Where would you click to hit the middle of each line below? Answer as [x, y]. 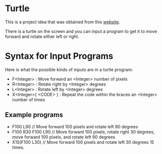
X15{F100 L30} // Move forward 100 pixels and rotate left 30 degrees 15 [83, 142]
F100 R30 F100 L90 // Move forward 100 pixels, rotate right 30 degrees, [83, 132]
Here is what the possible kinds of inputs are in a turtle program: [69, 69]
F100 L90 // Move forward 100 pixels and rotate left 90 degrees [75, 126]
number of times [28, 100]
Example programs [34, 115]
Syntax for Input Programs [59, 56]
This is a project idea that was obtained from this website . [63, 22]
